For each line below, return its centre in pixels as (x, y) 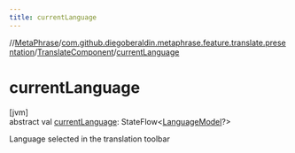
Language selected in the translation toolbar (89, 139)
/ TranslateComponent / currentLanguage (107, 52)
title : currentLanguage (53, 17)
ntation (22, 52)
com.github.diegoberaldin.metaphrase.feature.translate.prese (174, 42)
